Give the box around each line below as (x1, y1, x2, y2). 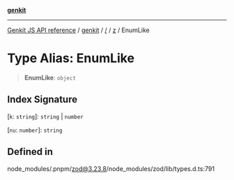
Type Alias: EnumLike (7, 50, 134, 66)
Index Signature (7, 93, 78, 105)
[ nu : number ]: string (7, 126, 63, 134)
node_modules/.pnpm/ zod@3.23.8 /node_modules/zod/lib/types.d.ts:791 (7, 164, 214, 173)
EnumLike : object (24, 73, 77, 82)
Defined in (7, 146, 54, 158)
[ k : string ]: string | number (7, 112, 84, 121)
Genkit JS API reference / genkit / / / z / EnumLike (7, 26, 150, 34)
